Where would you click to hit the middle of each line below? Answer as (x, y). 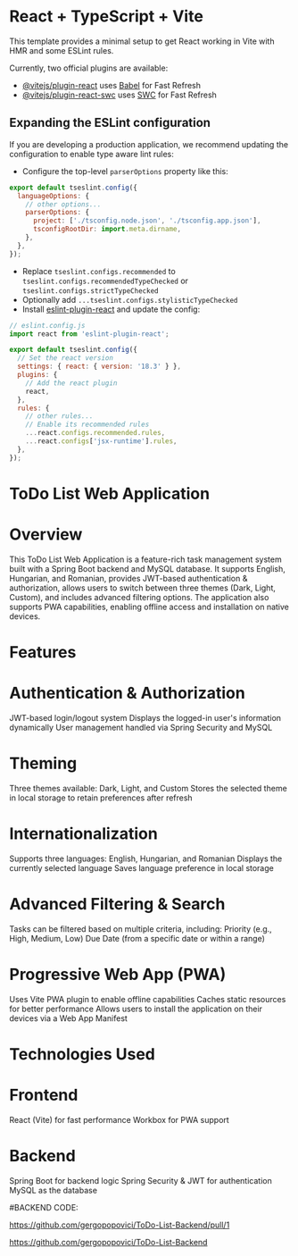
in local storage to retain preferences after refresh (101, 798)
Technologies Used (83, 1054)
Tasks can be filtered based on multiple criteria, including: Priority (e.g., (141, 929)
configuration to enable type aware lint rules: (91, 154)
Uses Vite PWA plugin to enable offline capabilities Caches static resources (148, 999)
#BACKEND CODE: (44, 1207)
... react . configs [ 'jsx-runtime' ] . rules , (101, 441)
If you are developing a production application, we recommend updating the (149, 144)
